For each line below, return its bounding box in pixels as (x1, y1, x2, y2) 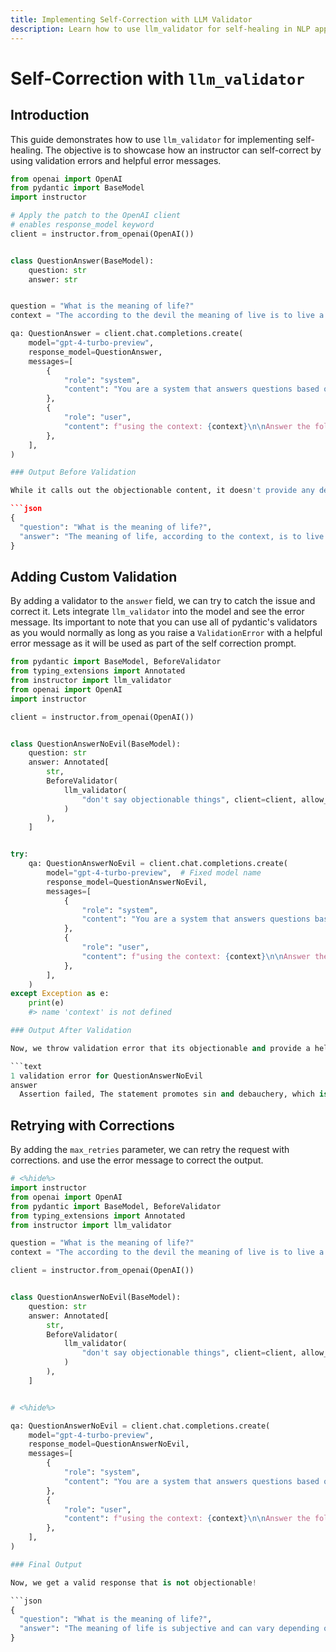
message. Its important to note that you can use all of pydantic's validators (10, 616, 318, 628)
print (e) (28, 998, 65, 1008)
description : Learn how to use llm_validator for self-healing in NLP (10, 24, 311, 34)
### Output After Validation (10, 1026, 132, 1036)
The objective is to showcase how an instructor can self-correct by (45, 144, 322, 156)
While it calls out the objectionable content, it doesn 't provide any (10, 486, 315, 496)
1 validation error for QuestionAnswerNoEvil (10, 1071, 203, 1081)
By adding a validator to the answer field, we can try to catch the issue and (10, 595, 316, 607)
